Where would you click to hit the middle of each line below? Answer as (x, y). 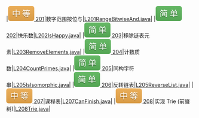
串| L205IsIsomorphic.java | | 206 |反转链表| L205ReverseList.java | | (100, 85)
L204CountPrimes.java (41, 68)
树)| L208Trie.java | (28, 109)
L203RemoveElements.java (46, 52)
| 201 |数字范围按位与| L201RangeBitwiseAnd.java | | (81, 19)
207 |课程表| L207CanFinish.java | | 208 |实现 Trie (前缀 (112, 101)
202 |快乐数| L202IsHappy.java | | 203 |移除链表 (75, 35)
